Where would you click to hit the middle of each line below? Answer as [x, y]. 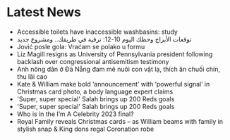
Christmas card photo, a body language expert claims [95, 91]
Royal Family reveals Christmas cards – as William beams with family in [120, 121]
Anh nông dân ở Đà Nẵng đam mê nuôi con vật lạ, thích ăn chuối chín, [118, 69]
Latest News [44, 12]
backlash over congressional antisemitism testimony [93, 61]
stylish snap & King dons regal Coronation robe [85, 129]
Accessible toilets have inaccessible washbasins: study [97, 32]
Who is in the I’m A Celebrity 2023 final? [75, 114]
